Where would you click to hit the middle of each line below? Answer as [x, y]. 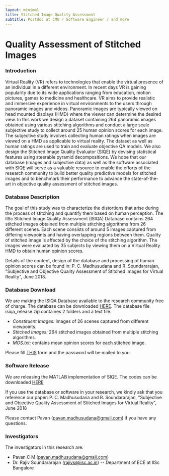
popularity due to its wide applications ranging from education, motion [78, 92]
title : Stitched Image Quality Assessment [50, 15]
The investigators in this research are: [45, 447]
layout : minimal [22, 10]
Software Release [27, 366]
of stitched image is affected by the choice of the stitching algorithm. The [81, 240]
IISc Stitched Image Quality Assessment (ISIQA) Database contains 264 [79, 219]
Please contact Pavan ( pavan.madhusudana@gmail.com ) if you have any [81, 418]
